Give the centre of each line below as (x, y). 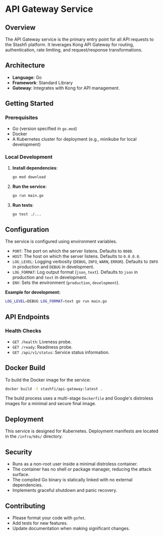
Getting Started (29, 103)
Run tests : (23, 205)
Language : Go (27, 77)
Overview (20, 28)
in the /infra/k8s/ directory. (34, 436)
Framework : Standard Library (42, 82)
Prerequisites (21, 118)
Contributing (25, 506)
